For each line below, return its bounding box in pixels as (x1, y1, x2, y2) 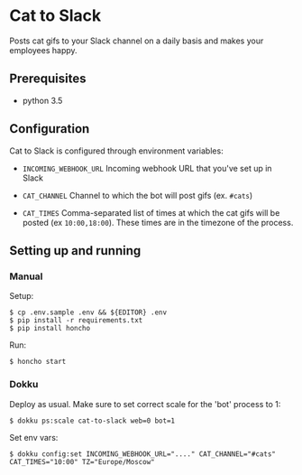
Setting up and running (9, 243, 142, 258)
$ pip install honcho (9, 324, 91, 333)
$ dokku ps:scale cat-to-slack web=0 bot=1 (9, 416, 176, 425)
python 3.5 (22, 95, 63, 106)
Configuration (9, 121, 90, 136)
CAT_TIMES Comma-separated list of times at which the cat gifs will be (22, 207, 280, 218)
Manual (9, 270, 43, 283)
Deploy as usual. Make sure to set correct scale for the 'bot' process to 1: (9, 398, 281, 409)
